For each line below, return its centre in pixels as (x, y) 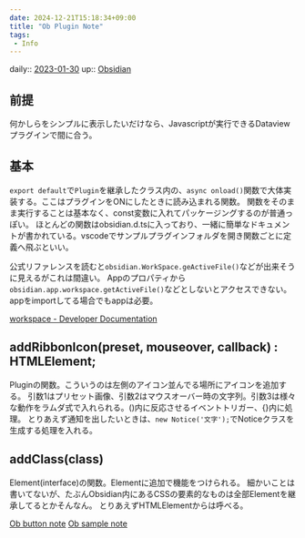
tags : (20, 35)
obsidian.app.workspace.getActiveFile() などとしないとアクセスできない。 (151, 289)
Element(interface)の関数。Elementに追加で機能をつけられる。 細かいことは (152, 482)
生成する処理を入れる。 (53, 430)
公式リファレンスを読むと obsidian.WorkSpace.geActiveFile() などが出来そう (152, 266)
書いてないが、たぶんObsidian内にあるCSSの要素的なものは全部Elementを (149, 493)
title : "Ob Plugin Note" (56, 26)
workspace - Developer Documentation (83, 319)
